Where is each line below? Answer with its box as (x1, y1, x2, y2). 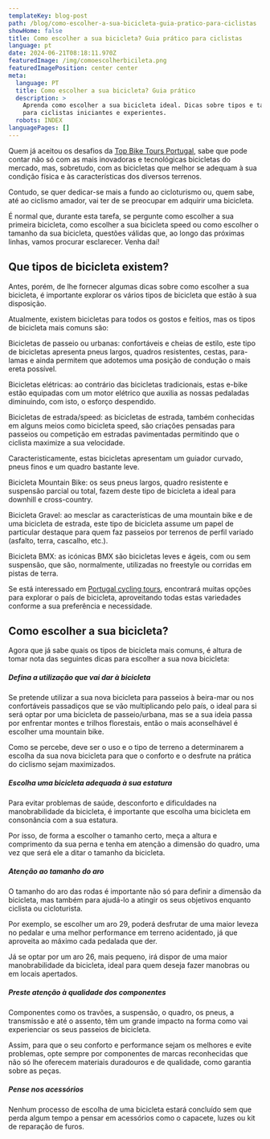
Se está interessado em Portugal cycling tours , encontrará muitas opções (8, 584, 252, 593)
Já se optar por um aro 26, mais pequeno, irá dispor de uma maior (8, 952, 227, 961)
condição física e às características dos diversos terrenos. (8, 171, 202, 181)
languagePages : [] (8, 124, 70, 132)
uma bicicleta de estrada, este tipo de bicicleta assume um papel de (8, 518, 235, 528)
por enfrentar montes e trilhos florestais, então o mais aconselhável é (8, 719, 239, 728)
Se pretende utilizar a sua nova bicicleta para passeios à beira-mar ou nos (8, 693, 255, 703)
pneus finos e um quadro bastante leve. (8, 461, 140, 471)
